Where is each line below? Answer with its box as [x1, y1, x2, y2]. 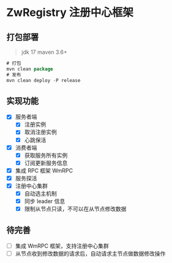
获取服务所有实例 [24, 151, 68, 159]
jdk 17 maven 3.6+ [21, 48, 67, 56]
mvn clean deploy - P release [6, 77, 81, 83]
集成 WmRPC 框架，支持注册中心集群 [15, 242, 109, 250]
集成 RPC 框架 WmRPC [15, 166, 73, 174]
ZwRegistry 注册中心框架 [6, 6, 133, 20]
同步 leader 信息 [24, 198, 65, 205]
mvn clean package [6, 65, 53, 72]
